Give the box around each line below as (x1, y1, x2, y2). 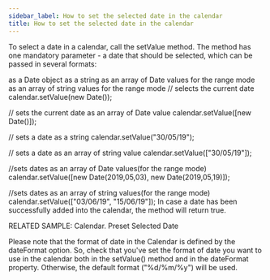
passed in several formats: (8, 58, 97, 69)
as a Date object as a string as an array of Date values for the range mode (8, 75, 255, 84)
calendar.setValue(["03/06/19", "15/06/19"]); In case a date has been (8, 196, 238, 206)
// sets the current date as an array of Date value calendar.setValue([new (8, 107, 252, 118)
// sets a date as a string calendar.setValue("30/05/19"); (8, 131, 195, 142)
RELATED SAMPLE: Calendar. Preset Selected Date (8, 221, 179, 230)
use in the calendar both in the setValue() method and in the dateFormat (8, 253, 249, 264)
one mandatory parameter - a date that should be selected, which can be (8, 50, 253, 60)
